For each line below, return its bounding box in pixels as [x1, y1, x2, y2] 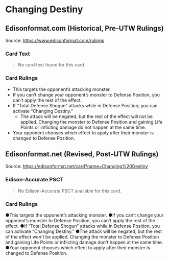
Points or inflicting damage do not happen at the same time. [20, 124, 147, 130]
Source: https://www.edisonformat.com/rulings [5, 37, 105, 43]
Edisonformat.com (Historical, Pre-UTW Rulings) [5, 24, 164, 33]
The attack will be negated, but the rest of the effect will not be [20, 113, 153, 120]
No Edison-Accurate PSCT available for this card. [17, 187, 122, 194]
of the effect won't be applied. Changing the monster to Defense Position [5, 234, 159, 240]
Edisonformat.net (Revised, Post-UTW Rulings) [5, 150, 159, 158]
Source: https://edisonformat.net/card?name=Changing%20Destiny [5, 163, 148, 170]
